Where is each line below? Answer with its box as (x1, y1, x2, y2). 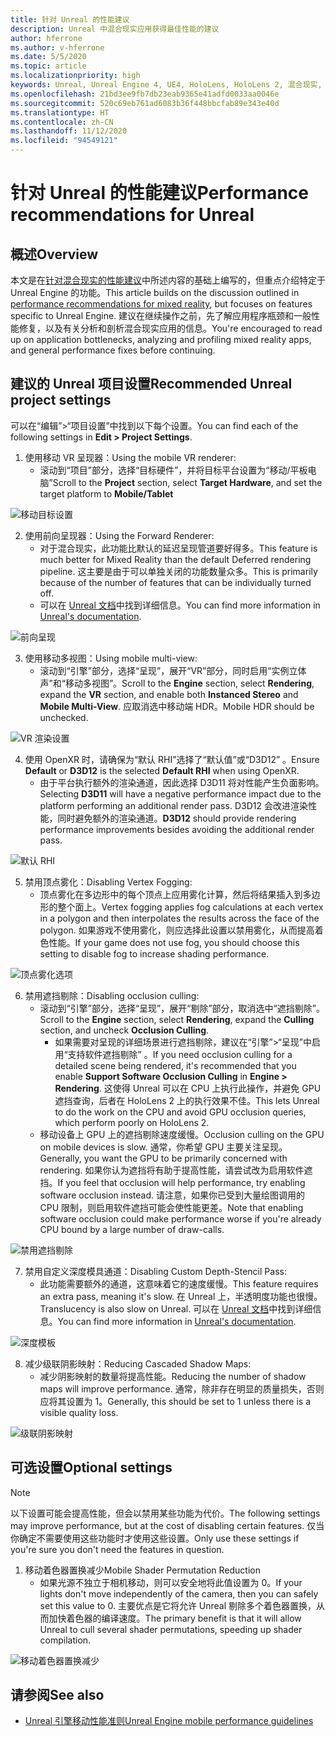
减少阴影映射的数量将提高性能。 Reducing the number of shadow (39, 1370, 307, 1382)
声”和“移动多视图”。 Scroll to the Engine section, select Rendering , (39, 677, 315, 689)
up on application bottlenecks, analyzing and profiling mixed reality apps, (10, 334, 312, 345)
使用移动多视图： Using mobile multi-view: (24, 652, 198, 664)
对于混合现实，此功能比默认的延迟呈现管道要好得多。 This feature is (39, 542, 318, 554)
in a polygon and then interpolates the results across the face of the (39, 912, 320, 924)
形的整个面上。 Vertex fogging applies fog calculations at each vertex (39, 901, 324, 913)
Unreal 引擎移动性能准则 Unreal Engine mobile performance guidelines (24, 1715, 314, 1727)
